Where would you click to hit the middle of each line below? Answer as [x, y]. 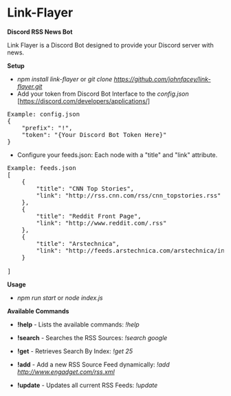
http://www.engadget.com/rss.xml [66, 372]
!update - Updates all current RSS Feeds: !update [87, 385]
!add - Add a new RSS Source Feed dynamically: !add [93, 364]
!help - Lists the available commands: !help [78, 324]
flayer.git [30, 86]
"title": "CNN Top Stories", [85, 188]
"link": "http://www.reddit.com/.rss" [101, 223]
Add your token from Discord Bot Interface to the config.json [103, 94]
